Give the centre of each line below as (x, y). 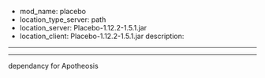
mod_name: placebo (53, 11)
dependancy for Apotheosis (53, 66)
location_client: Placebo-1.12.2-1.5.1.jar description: (102, 36)
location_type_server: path (63, 19)
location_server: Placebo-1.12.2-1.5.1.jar (83, 28)
